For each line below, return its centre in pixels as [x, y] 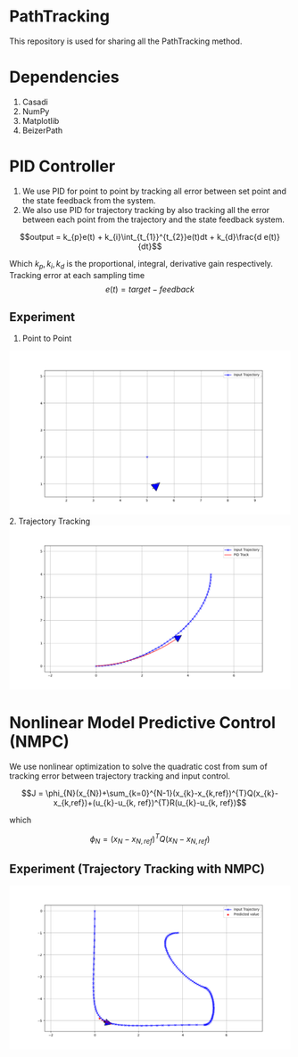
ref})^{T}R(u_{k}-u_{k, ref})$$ [192, 803]
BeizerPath [42, 130]
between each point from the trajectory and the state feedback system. [153, 219]
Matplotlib [41, 120]
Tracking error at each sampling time [77, 275]
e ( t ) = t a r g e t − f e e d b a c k [150, 289]
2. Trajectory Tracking [50, 521]
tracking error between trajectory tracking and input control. [120, 776]
